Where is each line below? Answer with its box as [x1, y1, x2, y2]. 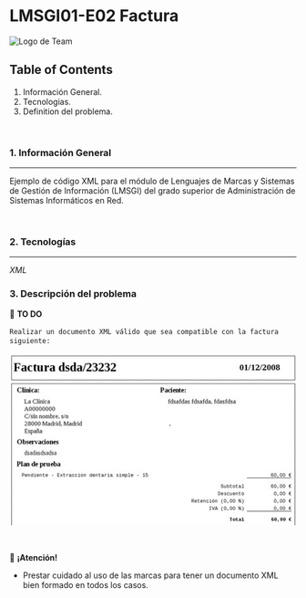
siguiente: [9, 336, 51, 345]
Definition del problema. [22, 106, 114, 117]
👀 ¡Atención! [9, 551, 58, 562]
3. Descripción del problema [9, 288, 137, 300]
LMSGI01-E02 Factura [9, 5, 179, 26]
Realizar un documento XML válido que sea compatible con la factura [9, 327, 280, 336]
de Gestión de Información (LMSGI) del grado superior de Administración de [9, 185, 296, 196]
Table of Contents [9, 62, 114, 78]
